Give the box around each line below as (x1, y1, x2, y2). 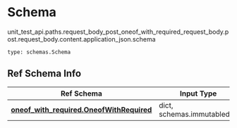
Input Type (179, 89, 217, 98)
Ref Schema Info (7, 68, 82, 79)
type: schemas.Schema (7, 49, 71, 56)
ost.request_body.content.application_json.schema (7, 34, 157, 43)
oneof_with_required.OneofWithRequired (11, 105, 152, 115)
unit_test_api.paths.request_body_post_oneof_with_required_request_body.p (7, 27, 229, 36)
